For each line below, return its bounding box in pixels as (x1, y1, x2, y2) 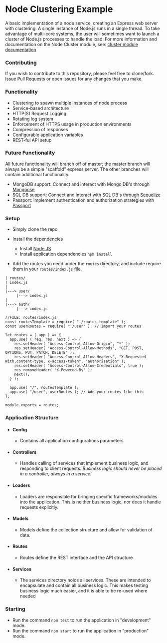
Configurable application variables (12, 132, 83, 138)
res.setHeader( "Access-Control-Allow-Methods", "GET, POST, (14, 346, 144, 351)
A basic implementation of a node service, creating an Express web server (5, 20, 159, 26)
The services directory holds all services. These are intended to (19, 577, 151, 583)
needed (19, 593, 36, 599)
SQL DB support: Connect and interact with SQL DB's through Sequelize (12, 192, 161, 198)
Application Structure (5, 414, 59, 421)
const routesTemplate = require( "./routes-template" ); (5, 319, 126, 325)
